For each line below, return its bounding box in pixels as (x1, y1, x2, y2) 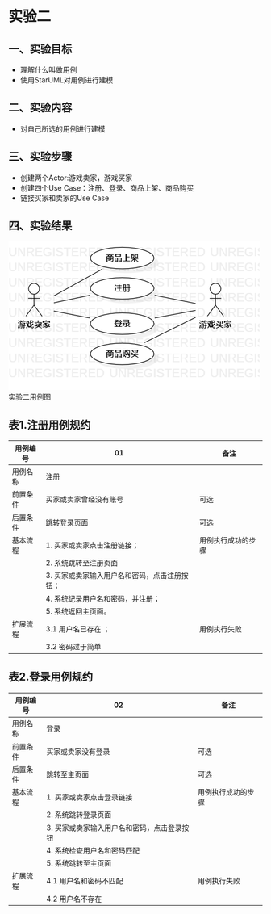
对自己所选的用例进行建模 (19, 124, 106, 133)
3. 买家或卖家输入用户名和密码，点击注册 (45, 571, 181, 581)
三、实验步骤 (8, 150, 73, 164)
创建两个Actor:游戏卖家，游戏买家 (19, 173, 133, 182)
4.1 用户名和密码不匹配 (46, 876, 123, 886)
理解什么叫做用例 (19, 65, 77, 74)
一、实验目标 (8, 42, 73, 56)
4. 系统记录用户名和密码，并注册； (45, 593, 161, 603)
